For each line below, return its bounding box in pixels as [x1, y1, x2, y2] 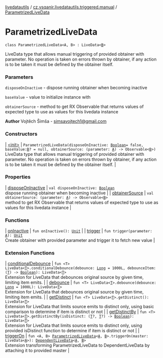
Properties [5, 173, 31, 180]
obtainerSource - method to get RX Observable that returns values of [5, 104, 144, 109]
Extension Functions [5, 250, 55, 256]
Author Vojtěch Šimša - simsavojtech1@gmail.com [5, 118, 107, 124]
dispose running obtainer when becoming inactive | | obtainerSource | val [5, 190, 154, 196]
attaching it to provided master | [5, 348, 70, 354]
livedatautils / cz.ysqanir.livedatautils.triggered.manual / [5, 4, 117, 10]
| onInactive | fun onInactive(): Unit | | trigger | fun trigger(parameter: [5, 228, 153, 234]
